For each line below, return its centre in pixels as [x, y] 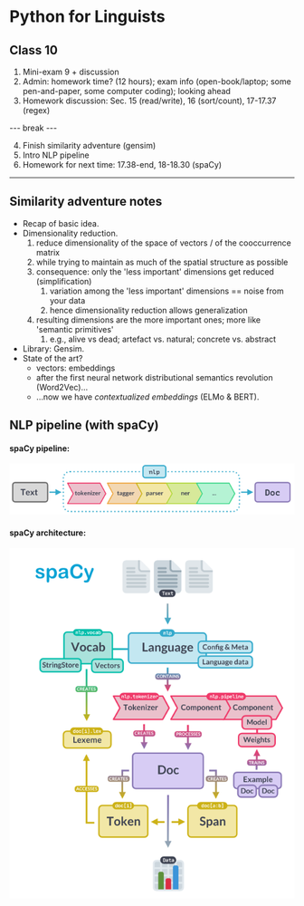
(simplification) [64, 281]
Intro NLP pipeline [56, 155]
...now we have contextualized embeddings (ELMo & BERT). [147, 397]
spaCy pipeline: [40, 448]
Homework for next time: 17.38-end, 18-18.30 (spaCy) [122, 164]
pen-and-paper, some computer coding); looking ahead [126, 91]
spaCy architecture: [48, 533]
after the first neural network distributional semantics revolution [154, 377]
